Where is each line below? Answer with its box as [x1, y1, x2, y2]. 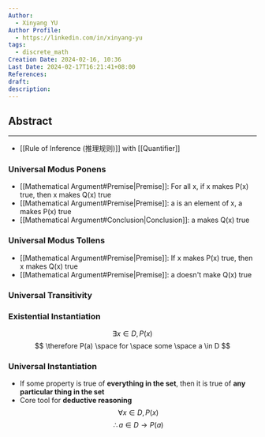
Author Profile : [8, 26, 62, 34]
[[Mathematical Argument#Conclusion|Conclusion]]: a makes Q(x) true [19, 215, 250, 225]
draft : [8, 77, 30, 85]
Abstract [8, 114, 53, 127]
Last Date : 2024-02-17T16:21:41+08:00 [8, 63, 136, 71]
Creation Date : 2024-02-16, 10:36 [8, 56, 122, 64]
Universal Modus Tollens [8, 235, 105, 246]
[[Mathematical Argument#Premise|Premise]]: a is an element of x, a [19, 198, 243, 208]
